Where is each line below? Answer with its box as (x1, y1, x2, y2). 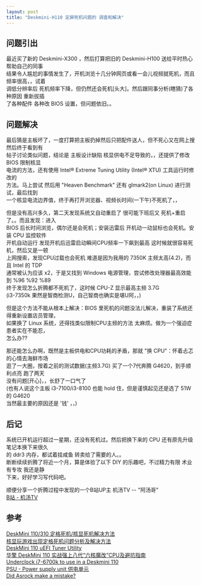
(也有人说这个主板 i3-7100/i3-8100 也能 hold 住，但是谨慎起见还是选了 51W (6, 385, 191, 392)
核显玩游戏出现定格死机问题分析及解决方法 (6, 538, 111, 545)
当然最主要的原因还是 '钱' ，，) (6, 400, 78, 407)
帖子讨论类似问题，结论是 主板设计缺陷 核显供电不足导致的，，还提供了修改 (6, 151, 190, 159)
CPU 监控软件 (13, 232, 47, 239)
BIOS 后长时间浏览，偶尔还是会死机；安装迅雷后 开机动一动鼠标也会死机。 (6, 224, 190, 232)
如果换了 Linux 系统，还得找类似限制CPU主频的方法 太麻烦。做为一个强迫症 (6, 319, 193, 327)
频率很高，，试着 (6, 77, 46, 85)
